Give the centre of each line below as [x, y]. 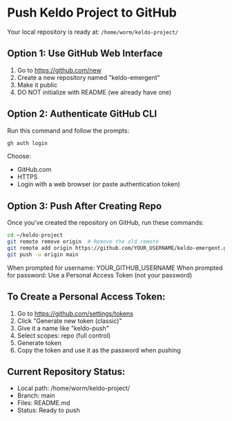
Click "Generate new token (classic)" [69, 321]
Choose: [19, 156]
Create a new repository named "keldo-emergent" [88, 77]
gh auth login [28, 143]
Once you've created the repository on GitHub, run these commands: [106, 223]
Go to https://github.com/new [59, 70]
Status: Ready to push [49, 410]
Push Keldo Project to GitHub [92, 13]
